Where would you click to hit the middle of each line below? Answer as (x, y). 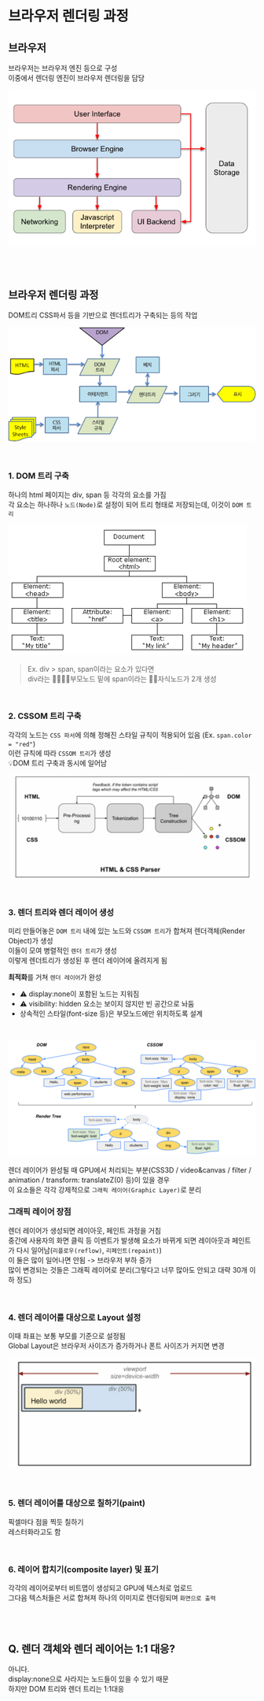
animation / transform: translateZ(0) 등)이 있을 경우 (89, 1180)
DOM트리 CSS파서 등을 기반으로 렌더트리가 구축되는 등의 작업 (103, 315)
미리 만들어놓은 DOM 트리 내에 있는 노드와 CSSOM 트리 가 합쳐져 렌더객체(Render (127, 931)
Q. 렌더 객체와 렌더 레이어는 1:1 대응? (92, 1649)
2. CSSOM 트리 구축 (45, 716)
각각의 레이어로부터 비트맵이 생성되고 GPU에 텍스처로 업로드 (101, 1588)
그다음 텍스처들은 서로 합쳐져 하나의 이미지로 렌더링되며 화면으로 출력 (112, 1598)
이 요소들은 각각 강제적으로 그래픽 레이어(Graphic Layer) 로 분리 (105, 1189)
